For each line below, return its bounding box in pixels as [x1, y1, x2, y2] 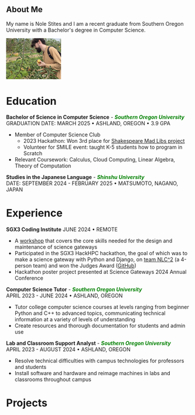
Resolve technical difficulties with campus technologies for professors [14, 357, 184, 365]
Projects [6, 396, 48, 410]
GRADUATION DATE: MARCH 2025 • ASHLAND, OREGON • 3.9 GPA [6, 120, 171, 127]
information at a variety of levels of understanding [14, 316, 136, 323]
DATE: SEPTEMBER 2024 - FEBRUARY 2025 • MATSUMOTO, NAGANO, [6, 180, 179, 187]
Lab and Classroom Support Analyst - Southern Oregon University [6, 339, 171, 347]
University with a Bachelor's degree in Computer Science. [6, 26, 146, 33]
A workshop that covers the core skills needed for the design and [14, 237, 173, 245]
